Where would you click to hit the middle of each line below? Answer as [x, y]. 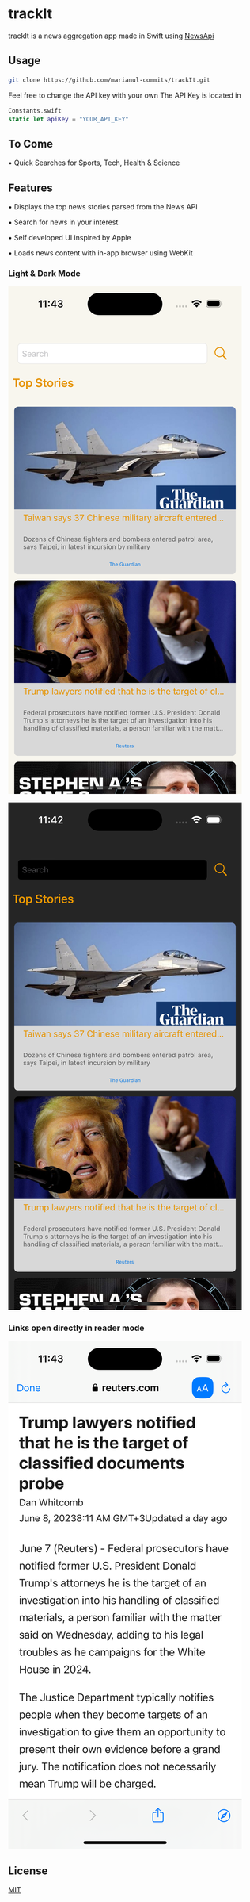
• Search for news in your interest [63, 222]
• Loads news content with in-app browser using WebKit [100, 253]
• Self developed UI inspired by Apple [70, 238]
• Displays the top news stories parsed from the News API [103, 207]
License [28, 1871]
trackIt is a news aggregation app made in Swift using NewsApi [111, 36]
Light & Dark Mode [44, 273]
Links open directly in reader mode [76, 1328]
